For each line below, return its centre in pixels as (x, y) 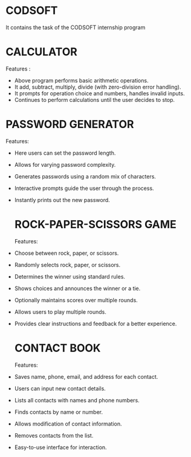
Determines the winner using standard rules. (70, 276)
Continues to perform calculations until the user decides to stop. (95, 100)
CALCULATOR (42, 52)
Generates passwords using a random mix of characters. (85, 176)
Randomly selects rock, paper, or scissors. (67, 265)
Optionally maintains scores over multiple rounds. (76, 300)
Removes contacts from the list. (54, 435)
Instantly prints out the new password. (62, 200)
